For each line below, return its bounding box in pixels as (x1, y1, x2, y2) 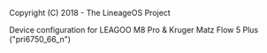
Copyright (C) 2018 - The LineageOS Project (9, 8, 171, 18)
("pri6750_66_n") (9, 34, 72, 44)
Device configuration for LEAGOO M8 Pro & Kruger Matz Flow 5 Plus (9, 25, 259, 34)
